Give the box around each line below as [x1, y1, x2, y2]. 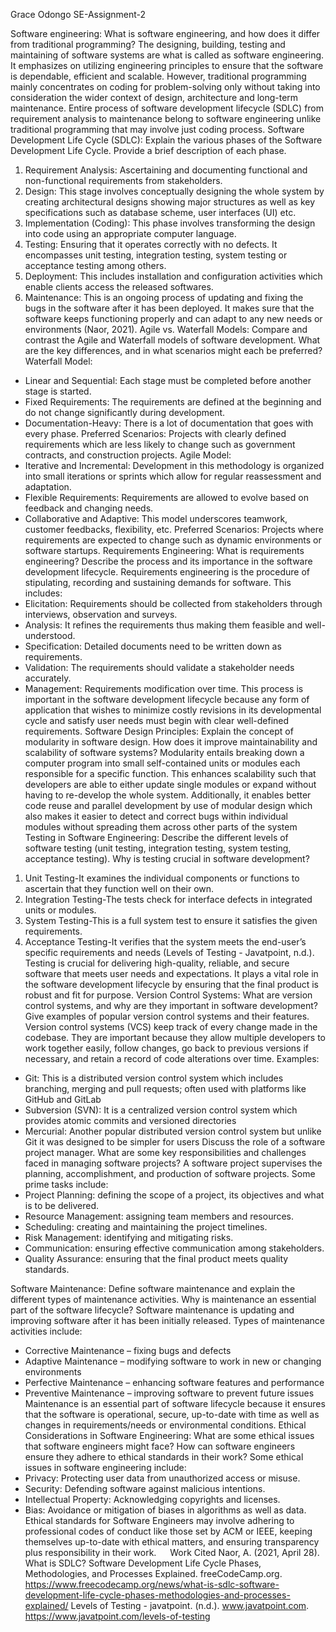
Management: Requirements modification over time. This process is [24, 683, 304, 694]
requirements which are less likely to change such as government [24, 439, 296, 450]
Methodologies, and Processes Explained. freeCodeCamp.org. [24, 1568, 283, 1579]
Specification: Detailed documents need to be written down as [24, 640, 282, 652]
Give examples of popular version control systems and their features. [24, 1010, 310, 1022]
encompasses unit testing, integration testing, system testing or [24, 249, 288, 261]
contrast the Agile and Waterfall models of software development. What [24, 334, 321, 346]
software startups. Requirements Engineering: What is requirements [24, 545, 305, 556]
